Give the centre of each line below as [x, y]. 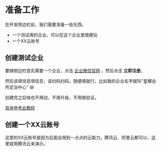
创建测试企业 [24, 58]
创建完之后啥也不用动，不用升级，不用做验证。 [52, 97]
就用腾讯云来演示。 [28, 143]
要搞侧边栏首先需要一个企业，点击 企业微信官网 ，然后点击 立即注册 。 [75, 70]
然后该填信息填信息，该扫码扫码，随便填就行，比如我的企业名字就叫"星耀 [79, 81]
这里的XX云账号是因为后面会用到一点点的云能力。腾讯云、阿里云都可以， [78, 137]
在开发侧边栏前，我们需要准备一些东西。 [45, 24]
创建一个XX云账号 [32, 125]
